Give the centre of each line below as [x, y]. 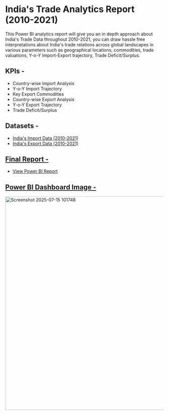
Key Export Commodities [38, 94]
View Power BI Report [35, 171]
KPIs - [15, 71]
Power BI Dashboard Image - [51, 187]
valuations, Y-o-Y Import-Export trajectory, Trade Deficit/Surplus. [73, 55]
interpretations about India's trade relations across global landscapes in [79, 44]
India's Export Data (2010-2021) [46, 143]
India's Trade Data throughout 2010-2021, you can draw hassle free [75, 39]
